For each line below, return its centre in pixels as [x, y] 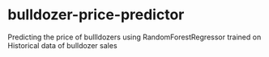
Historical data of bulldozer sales [63, 45]
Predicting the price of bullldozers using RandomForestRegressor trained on [134, 37]
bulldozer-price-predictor [96, 15]
